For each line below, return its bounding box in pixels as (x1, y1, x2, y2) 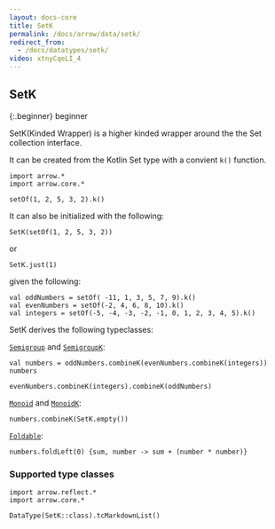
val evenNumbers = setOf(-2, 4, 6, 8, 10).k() (9, 301, 185, 310)
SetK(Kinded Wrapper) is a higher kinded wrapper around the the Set (9, 128, 262, 138)
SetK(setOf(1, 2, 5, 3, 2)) (9, 227, 114, 236)
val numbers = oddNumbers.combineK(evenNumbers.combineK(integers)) (9, 359, 268, 367)
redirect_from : (9, 37, 66, 47)
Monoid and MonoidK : (9, 397, 82, 408)
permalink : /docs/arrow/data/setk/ (9, 29, 141, 38)
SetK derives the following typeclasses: (9, 324, 153, 335)
